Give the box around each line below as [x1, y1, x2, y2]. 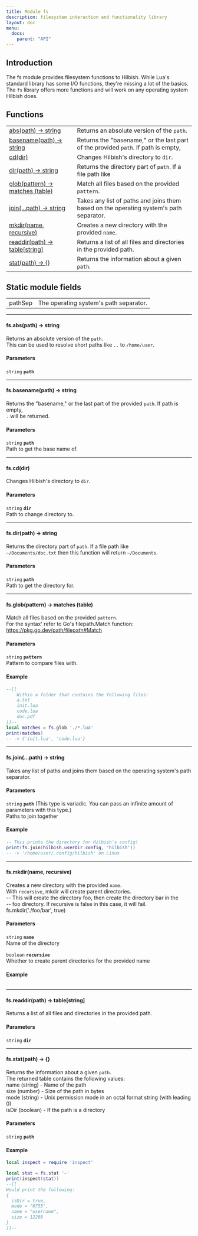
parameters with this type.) [6, 806, 72, 813]
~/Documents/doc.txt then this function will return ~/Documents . [6, 549, 158, 556]
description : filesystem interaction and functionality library [6, 14, 167, 20]
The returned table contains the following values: [6, 1075, 126, 1082]
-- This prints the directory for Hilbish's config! [6, 839, 138, 845]
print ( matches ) [6, 730, 44, 736]
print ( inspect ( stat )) [6, 1176, 60, 1182]
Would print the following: [6, 1186, 75, 1193]
